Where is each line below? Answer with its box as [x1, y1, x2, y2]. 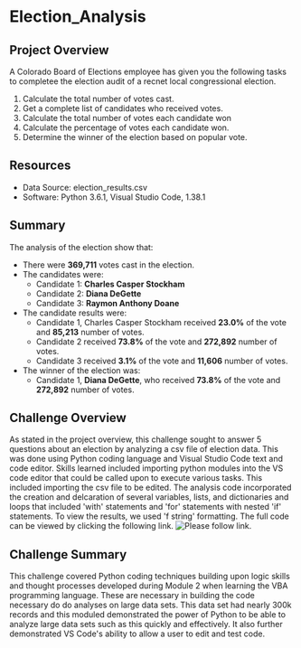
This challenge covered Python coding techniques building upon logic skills [9, 571, 291, 582]
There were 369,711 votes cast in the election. [22, 259, 194, 270]
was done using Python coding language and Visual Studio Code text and [9, 454, 283, 465]
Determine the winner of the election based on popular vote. [22, 132, 248, 142]
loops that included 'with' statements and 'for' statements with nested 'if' [9, 502, 282, 512]
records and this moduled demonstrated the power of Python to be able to [9, 609, 287, 620]
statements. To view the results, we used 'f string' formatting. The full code [9, 511, 289, 521]
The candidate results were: [22, 307, 127, 318]
